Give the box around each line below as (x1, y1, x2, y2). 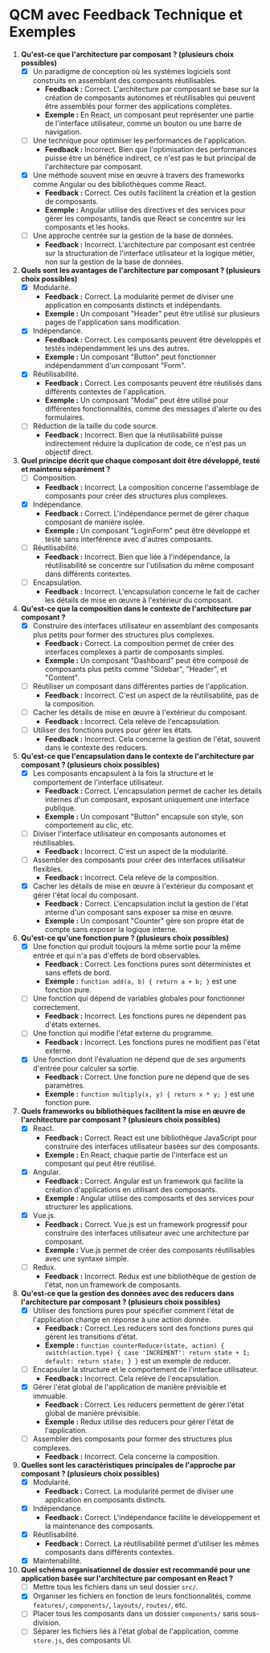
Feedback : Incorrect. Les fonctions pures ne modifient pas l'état (44, 1038, 260, 1047)
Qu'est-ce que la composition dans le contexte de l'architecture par (20, 603, 252, 613)
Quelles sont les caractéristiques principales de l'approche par (20, 1460, 236, 1469)
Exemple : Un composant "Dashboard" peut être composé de (44, 655, 249, 665)
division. (32, 1618, 61, 1628)
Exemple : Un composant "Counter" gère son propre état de (44, 916, 244, 926)
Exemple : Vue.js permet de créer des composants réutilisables (44, 1245, 256, 1254)
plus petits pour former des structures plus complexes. (32, 630, 215, 640)
